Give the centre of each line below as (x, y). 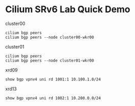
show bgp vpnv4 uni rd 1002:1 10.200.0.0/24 (53, 98)
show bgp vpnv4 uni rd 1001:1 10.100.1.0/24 (53, 79)
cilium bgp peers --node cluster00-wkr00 (50, 37)
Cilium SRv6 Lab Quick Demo (68, 9)
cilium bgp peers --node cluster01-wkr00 (50, 60)
